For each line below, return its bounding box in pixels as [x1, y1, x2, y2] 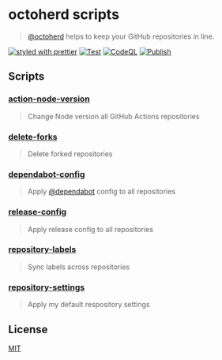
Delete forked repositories [27, 148, 113, 159]
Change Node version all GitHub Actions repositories [27, 111, 200, 121]
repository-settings [8, 282, 85, 293]
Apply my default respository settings [27, 300, 150, 309]
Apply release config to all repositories [27, 224, 154, 234]
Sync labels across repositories [27, 262, 130, 272]
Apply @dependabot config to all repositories [27, 187, 176, 197]
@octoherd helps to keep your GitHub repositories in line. [27, 32, 215, 41]
